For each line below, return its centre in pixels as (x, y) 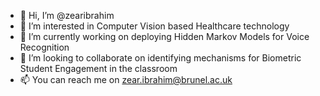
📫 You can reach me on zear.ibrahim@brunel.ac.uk (126, 79)
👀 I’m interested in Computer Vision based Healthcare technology (154, 26)
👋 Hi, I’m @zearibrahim (67, 15)
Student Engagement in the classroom (98, 68)
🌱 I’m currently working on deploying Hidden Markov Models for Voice (164, 36)
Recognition (44, 47)
